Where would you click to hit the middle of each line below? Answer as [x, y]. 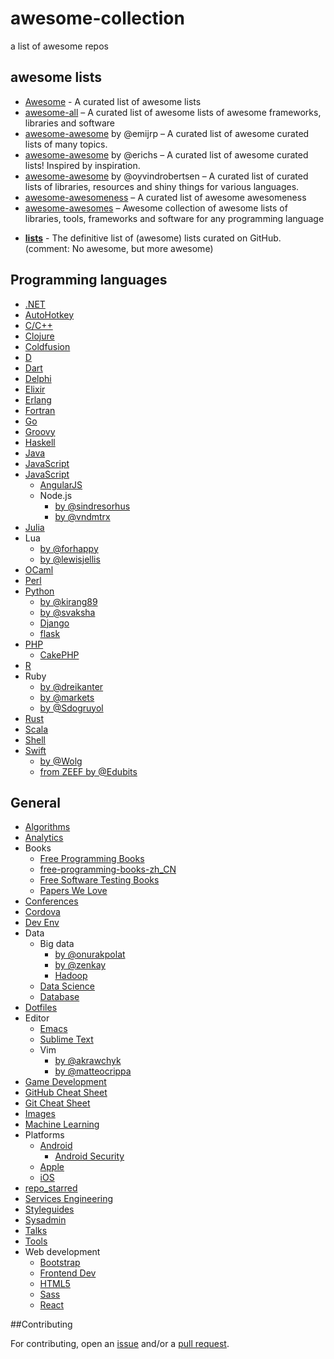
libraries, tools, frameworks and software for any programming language [174, 218]
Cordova [42, 912]
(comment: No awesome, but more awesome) [119, 248]
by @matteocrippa [93, 1071]
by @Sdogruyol [71, 708]
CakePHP [59, 654]
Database [59, 997]
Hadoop [71, 976]
